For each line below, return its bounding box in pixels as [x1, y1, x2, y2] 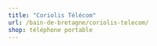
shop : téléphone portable [8, 26, 93, 34]
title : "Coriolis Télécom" [8, 11, 97, 19]
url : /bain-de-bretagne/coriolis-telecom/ [8, 19, 149, 27]
